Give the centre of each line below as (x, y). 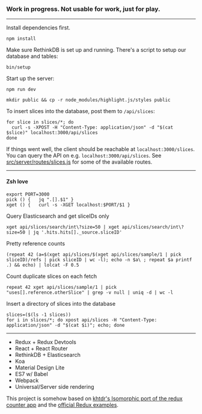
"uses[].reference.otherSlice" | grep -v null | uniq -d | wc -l (90, 292)
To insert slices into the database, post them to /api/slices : (81, 111)
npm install (21, 39)
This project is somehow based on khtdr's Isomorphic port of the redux (94, 398)
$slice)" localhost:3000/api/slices (52, 133)
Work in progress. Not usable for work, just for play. (83, 9)
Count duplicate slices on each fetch (52, 276)
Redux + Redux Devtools (45, 342)
